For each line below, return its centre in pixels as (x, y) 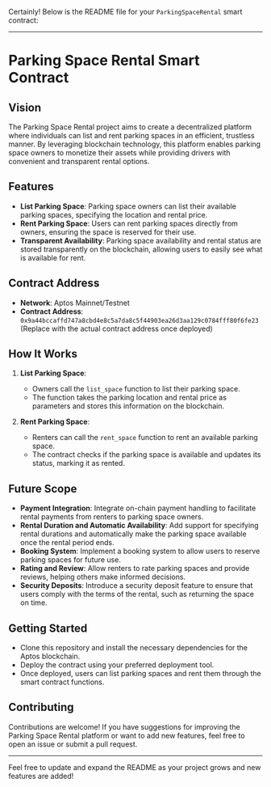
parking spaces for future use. (70, 560)
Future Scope (43, 489)
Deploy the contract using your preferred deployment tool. (117, 665)
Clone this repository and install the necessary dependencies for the (134, 648)
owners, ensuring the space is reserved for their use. (108, 232)
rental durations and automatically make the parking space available (133, 534)
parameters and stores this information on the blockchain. (128, 406)
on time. (33, 603)
